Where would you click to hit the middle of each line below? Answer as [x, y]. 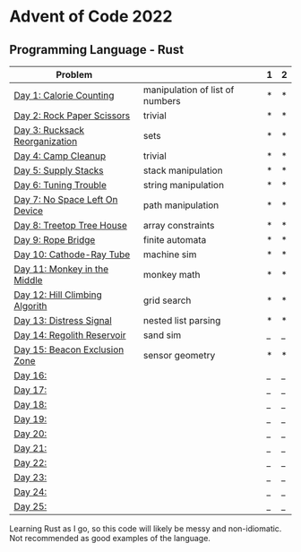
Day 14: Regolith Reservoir [70, 335]
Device [28, 211]
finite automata [175, 240]
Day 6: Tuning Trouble [60, 185]
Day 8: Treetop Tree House [71, 225]
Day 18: [30, 405]
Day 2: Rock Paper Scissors [72, 116]
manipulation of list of [189, 90]
